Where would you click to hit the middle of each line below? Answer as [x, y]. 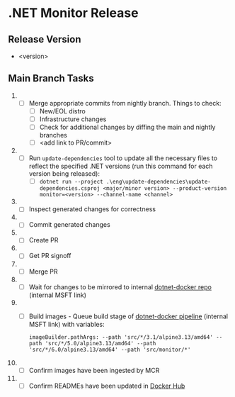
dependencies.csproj [70, 189]
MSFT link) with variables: [67, 324]
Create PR [44, 240]
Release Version [45, 39]
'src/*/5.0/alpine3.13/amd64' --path [101, 343]
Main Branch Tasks [51, 78]
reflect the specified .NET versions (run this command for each [121, 166]
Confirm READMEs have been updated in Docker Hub [107, 386]
